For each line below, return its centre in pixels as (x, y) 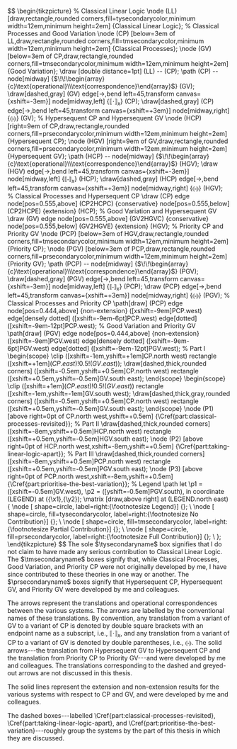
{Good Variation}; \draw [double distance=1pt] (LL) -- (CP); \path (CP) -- (113, 71)
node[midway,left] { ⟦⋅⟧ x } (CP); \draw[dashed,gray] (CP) (133, 102)
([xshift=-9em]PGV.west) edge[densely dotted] (76, 341)
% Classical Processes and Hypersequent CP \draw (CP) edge (98, 196)
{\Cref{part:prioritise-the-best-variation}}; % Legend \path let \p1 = (105, 484)
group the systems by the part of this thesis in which (144, 731)
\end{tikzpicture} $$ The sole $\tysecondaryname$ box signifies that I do (115, 544)
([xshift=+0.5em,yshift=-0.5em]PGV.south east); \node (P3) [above (105, 469)
